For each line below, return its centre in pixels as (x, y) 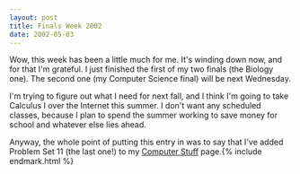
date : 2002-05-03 (42, 34)
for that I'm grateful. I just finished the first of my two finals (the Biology (141, 69)
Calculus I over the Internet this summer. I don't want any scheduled (136, 106)
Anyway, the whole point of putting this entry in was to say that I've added (146, 142)
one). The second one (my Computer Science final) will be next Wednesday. (150, 79)
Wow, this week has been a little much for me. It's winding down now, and (146, 60)
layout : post (34, 17)
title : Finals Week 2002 (56, 26)
